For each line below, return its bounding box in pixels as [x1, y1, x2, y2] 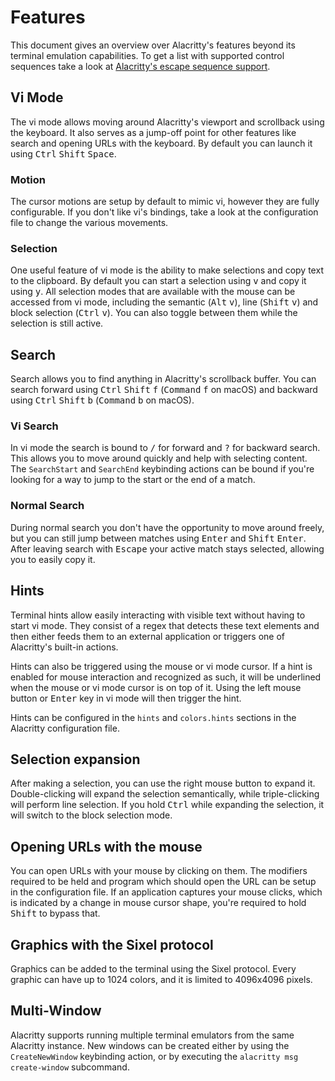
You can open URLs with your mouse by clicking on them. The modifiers [10, 865, 308, 877]
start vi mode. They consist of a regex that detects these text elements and [10, 619, 320, 631]
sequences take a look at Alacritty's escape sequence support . [10, 60, 271, 72]
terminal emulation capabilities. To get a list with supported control [10, 49, 285, 61]
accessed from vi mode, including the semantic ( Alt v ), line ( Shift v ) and [10, 296, 319, 308]
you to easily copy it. [10, 553, 96, 565]
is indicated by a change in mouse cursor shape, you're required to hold [10, 897, 307, 909]
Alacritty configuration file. [10, 722, 120, 734]
